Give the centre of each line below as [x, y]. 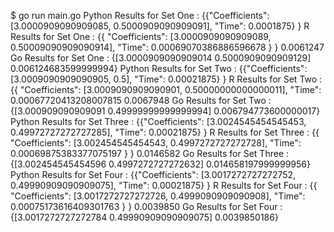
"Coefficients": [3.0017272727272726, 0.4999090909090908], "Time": [158, 196]
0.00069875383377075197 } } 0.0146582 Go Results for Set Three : [150, 153]
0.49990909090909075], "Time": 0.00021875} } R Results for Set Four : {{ [164, 185]
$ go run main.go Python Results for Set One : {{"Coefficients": [140, 15]
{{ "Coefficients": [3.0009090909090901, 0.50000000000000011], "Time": [166, 89]
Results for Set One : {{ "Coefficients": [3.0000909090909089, [141, 36]
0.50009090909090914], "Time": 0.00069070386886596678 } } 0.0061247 [167, 47]
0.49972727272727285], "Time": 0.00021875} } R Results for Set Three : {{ [165, 132]
